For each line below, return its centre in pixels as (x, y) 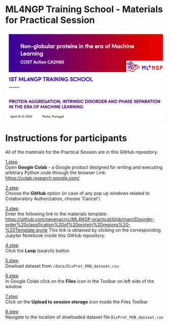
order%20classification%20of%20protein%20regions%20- (68, 225)
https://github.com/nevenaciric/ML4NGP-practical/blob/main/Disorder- (80, 219)
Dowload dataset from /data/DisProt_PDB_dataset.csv (62, 266)
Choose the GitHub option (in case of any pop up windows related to (78, 193)
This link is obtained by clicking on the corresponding (105, 230)
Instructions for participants (66, 138)
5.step (12, 261)
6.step (12, 276)
